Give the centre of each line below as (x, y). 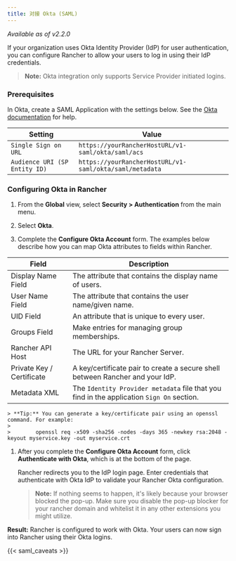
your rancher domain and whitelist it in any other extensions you (128, 509)
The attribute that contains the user (131, 296)
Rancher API (31, 348)
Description (149, 264)
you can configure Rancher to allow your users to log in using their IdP (109, 55)
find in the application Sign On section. (136, 397)
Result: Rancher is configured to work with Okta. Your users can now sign (114, 530)
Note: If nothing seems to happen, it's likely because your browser (131, 494)
